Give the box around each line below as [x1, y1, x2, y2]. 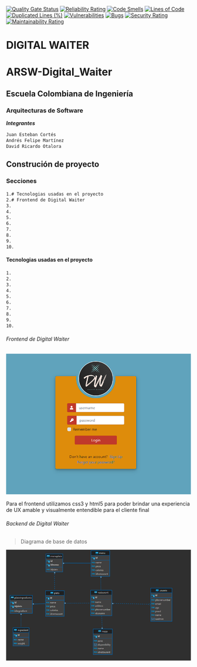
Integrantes [6, 120, 35, 127]
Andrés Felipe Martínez [6, 138, 64, 144]
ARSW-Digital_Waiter [6, 65, 113, 79]
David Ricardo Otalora [6, 144, 62, 150]
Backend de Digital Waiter [6, 520, 69, 527]
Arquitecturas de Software [6, 106, 83, 114]
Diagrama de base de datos [20, 538, 87, 545]
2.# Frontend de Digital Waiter [6, 197, 85, 203]
